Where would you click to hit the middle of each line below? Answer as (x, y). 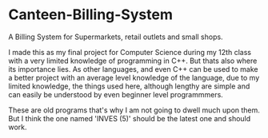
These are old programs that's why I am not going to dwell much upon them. (134, 110)
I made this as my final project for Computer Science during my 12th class (130, 52)
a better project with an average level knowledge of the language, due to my (134, 77)
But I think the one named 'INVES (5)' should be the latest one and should (130, 118)
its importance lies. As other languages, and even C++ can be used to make (133, 69)
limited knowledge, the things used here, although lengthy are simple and (129, 86)
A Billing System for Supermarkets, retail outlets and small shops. (116, 37)
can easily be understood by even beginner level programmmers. (116, 94)
